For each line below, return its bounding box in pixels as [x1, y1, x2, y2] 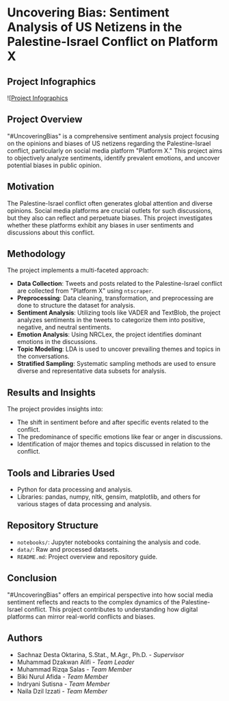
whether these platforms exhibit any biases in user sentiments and [7, 221, 194, 229]
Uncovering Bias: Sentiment [7, 5, 170, 21]
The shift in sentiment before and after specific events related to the [16, 418, 209, 426]
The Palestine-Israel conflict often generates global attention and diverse [7, 199, 213, 207]
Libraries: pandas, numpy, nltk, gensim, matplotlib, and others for [16, 493, 201, 501]
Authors [7, 632, 43, 644]
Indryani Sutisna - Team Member [16, 680, 110, 688]
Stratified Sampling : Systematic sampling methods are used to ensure [16, 360, 217, 368]
